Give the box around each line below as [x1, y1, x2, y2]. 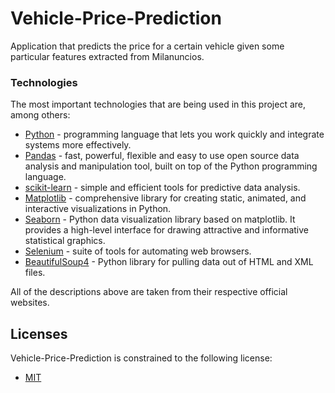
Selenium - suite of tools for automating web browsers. [24, 245, 252, 257]
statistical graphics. [24, 235, 106, 247]
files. [24, 267, 46, 279]
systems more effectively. [24, 139, 132, 151]
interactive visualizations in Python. [24, 203, 172, 215]
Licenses [10, 325, 68, 342]
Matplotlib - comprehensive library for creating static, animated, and [24, 192, 307, 204]
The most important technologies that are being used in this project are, [10, 98, 307, 111]
